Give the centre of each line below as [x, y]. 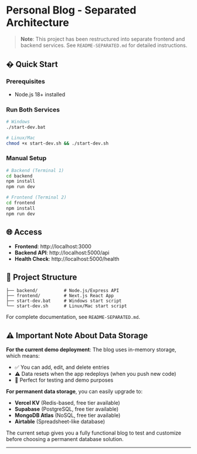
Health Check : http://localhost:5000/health [67, 258]
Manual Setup [26, 158]
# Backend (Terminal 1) [35, 170]
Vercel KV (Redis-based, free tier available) [67, 403]
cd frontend [21, 203]
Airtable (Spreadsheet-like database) [60, 422]
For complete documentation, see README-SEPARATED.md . [73, 317]
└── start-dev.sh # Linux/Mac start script [67, 306]
